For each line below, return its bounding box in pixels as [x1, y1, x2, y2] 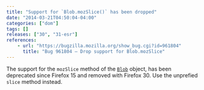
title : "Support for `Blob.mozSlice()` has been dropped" [6, 9, 157, 15]
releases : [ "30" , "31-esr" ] [6, 32, 78, 38]
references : [6, 37, 37, 43]
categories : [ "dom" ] [6, 20, 59, 26]
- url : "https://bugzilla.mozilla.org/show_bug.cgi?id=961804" [17, 43, 182, 49]
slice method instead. [6, 78, 63, 85]
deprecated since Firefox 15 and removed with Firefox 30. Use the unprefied [6, 71, 199, 79]
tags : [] [6, 26, 29, 32]
